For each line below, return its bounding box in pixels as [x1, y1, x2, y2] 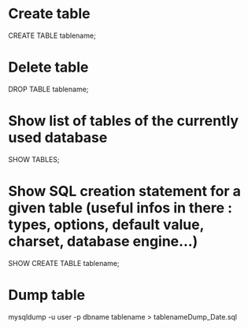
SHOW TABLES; [8, 154, 61, 164]
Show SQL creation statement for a [8, 183, 242, 200]
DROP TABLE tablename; [8, 84, 89, 94]
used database [8, 129, 108, 146]
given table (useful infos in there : [8, 199, 233, 216]
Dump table [8, 286, 86, 304]
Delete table [8, 58, 89, 76]
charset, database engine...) [8, 233, 198, 250]
